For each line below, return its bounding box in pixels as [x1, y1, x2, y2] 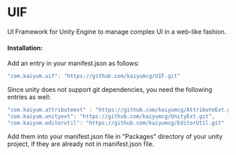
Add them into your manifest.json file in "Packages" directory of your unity [7, 132, 223, 140]
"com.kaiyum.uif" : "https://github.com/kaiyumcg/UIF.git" [7, 73, 181, 80]
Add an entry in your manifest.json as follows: [7, 59, 140, 67]
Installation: [7, 43, 44, 52]
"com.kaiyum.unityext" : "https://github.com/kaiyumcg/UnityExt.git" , [7, 113, 216, 120]
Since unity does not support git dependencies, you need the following [7, 86, 213, 94]
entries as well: [7, 93, 51, 102]
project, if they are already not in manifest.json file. [7, 140, 155, 148]
